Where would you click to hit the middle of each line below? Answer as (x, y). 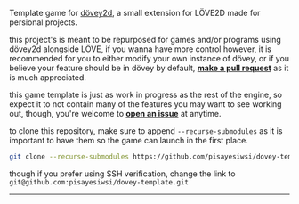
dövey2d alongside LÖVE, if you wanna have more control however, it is (140, 49)
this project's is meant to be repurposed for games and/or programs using (145, 40)
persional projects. (44, 22)
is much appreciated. (48, 78)
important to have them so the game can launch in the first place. (129, 140)
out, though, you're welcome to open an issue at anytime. (115, 114)
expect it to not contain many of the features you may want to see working (145, 104)
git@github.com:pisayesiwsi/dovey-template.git (99, 182)
